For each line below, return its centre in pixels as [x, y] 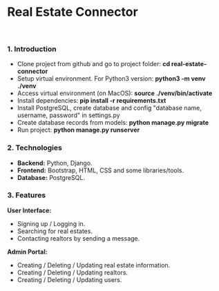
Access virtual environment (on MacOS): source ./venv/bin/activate [115, 93]
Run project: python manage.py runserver [78, 130]
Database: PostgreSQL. [51, 177]
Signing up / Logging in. [51, 223]
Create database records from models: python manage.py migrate [113, 123]
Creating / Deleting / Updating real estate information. [94, 265]
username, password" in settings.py [68, 115]
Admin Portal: [27, 252]
